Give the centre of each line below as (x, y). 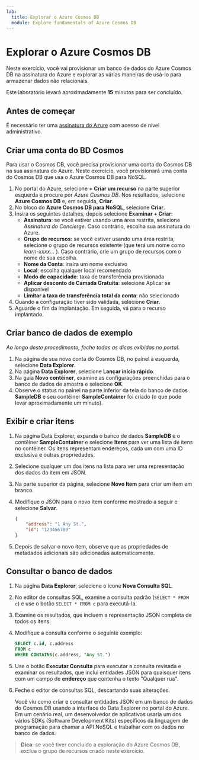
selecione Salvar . (36, 508)
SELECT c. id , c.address (44, 643)
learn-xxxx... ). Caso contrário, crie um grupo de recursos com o (102, 251)
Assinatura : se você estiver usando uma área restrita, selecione (102, 220)
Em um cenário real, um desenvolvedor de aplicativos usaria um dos (98, 714)
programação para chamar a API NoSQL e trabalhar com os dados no (99, 727)
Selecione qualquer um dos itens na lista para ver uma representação (99, 466)
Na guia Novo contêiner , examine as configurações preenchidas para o (102, 377)
